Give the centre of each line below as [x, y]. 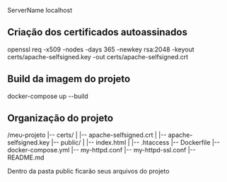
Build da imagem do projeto [69, 79]
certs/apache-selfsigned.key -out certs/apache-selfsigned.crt [98, 56]
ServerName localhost [40, 10]
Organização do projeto [60, 118]
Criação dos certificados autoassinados [97, 32]
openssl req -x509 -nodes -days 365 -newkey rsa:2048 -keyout [101, 49]
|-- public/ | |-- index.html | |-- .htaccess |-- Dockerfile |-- [136, 142]
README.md [26, 157]
